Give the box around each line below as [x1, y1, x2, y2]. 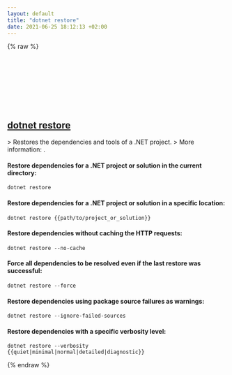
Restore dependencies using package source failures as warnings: [7, 297, 205, 305]
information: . [7, 145, 46, 154]
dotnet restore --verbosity [7, 343, 89, 350]
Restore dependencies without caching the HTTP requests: [7, 229, 183, 237]
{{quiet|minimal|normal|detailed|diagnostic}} [7, 348, 145, 356]
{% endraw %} [7, 361, 50, 369]
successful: [7, 267, 42, 275]
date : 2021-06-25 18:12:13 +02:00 [7, 23, 108, 30]
